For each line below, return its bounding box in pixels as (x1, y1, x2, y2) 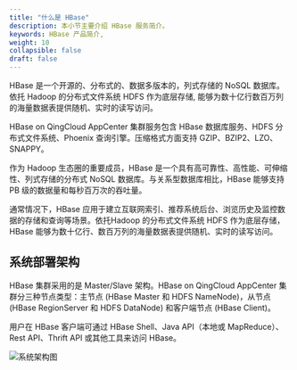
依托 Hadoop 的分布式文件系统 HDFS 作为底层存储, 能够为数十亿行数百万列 (9, 91, 284, 102)
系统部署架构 (9, 255, 80, 270)
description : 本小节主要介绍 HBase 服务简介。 (9, 21, 169, 30)
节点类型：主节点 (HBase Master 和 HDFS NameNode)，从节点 (39, 291, 271, 301)
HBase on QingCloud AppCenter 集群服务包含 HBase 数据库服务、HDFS (9, 121, 274, 132)
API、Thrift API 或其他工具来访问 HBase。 (27, 332, 181, 343)
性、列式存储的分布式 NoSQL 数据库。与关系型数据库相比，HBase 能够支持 (9, 174, 285, 184)
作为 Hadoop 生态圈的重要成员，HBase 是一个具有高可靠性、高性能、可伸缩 (9, 162, 288, 173)
